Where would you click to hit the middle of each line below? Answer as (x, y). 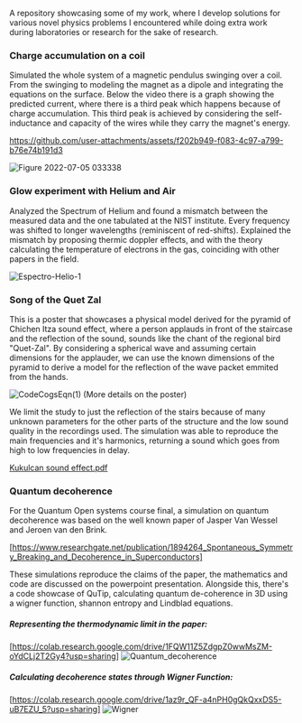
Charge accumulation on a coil (78, 55)
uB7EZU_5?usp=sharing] (55, 709)
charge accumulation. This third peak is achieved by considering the (136, 114)
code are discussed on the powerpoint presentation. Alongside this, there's (149, 584)
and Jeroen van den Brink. (59, 530)
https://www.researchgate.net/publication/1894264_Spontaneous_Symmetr (152, 547)
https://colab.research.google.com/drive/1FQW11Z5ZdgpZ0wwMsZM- (142, 647)
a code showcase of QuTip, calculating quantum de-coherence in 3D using (149, 594)
